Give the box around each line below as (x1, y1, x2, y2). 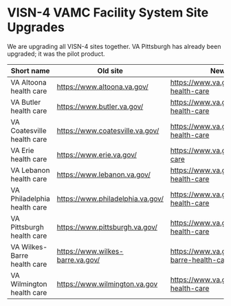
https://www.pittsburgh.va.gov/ (56, 222, 158, 232)
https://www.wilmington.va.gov (56, 279, 158, 289)
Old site (97, 65, 124, 75)
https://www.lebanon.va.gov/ (56, 170, 151, 179)
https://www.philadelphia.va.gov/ (56, 194, 164, 203)
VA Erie (10, 145, 34, 155)
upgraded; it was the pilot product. (7, 50, 105, 58)
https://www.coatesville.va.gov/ (56, 125, 159, 135)
